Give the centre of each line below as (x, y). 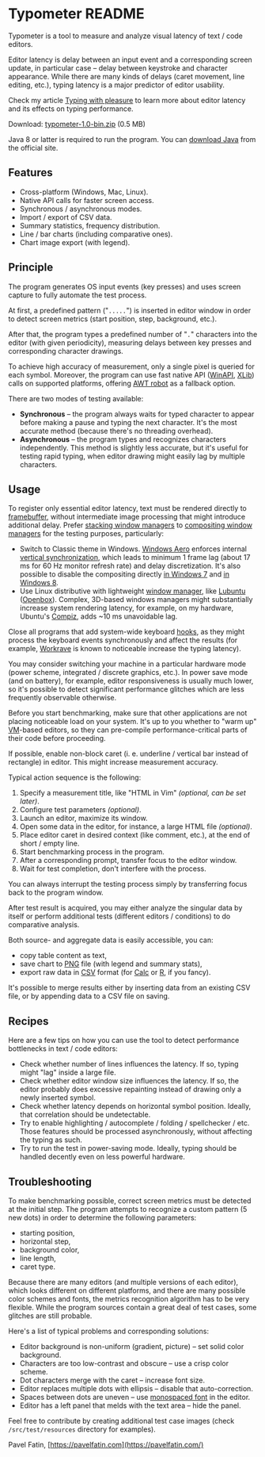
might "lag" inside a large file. (68, 1072)
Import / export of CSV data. (66, 217)
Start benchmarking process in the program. (92, 852)
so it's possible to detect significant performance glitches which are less (127, 689)
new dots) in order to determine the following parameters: (102, 1217)
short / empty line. (49, 844)
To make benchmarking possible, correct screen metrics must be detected (130, 1201)
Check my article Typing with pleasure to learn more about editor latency (127, 100)
